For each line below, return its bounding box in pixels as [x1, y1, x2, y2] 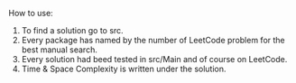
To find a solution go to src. [21, 25, 124, 35]
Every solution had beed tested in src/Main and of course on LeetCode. [21, 54, 288, 64]
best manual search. [21, 44, 98, 55]
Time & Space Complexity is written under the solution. [21, 63, 227, 74]
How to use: [8, 8, 53, 18]
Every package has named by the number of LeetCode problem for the [21, 35, 285, 45]
